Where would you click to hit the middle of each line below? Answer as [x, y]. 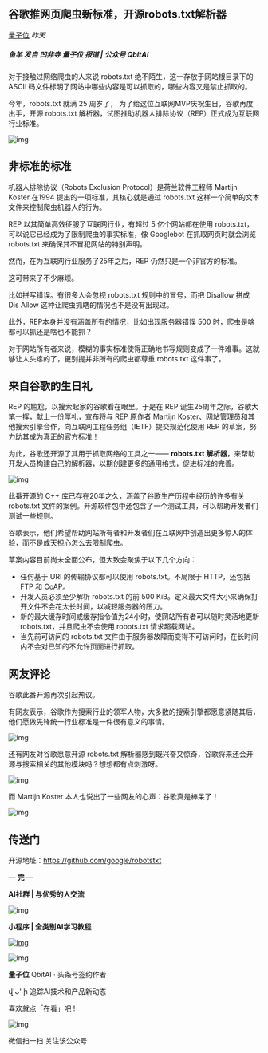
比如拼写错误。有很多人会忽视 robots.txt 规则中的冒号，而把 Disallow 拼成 [129, 294]
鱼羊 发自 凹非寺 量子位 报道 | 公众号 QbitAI [79, 55]
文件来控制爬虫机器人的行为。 [57, 207]
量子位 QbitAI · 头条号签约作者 [57, 975]
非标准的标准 [40, 166]
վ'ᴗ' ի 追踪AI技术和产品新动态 [57, 992]
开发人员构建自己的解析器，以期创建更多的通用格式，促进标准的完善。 [124, 463]
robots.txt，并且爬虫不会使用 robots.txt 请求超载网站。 [109, 627]
